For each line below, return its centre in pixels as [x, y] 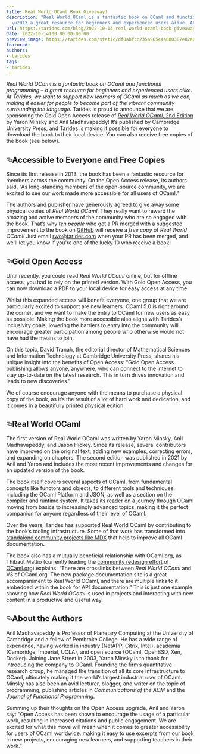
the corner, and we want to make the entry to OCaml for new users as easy [98, 313]
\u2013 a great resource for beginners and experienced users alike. [99, 23]
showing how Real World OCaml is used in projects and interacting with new [100, 593]
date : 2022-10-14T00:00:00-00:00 [48, 34]
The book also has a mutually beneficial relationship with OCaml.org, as [94, 556]
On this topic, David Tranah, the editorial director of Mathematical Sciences [98, 350]
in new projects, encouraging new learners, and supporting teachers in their [99, 739]
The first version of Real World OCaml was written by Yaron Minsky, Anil [95, 438]
